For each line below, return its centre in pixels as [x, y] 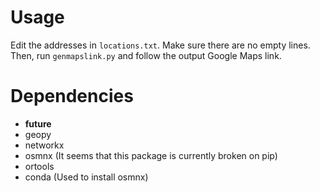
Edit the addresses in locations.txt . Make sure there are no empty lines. [160, 45]
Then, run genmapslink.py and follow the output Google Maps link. [146, 55]
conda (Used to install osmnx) [86, 177]
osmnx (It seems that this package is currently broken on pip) [151, 155]
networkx [44, 145]
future [38, 123]
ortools [39, 166]
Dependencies [72, 96]
